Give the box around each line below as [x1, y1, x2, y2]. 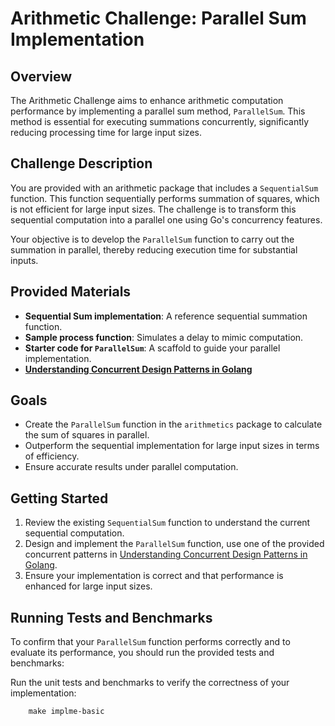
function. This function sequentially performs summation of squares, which [10, 192, 320, 204]
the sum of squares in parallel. [24, 429, 150, 441]
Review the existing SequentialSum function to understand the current [24, 517, 311, 529]
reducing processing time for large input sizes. [10, 127, 202, 138]
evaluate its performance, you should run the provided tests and [10, 647, 275, 659]
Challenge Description [10, 155, 153, 172]
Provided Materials [10, 283, 132, 301]
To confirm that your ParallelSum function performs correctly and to [10, 636, 291, 648]
